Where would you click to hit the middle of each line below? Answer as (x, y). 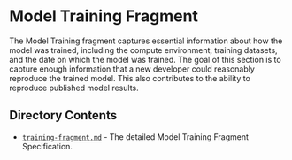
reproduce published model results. (74, 88)
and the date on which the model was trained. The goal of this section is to (145, 59)
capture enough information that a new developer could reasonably (132, 69)
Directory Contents (63, 115)
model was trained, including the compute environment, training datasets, (143, 50)
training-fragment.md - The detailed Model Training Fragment (135, 137)
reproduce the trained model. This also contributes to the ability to (130, 78)
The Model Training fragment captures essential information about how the (146, 41)
